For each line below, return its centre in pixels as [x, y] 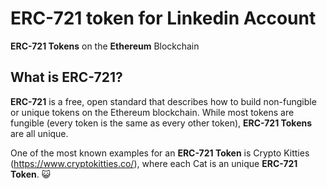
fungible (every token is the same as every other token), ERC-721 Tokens [161, 123]
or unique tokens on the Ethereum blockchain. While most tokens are [152, 112]
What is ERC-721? [66, 77]
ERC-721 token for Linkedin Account [163, 18]
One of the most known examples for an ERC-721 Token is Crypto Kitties [160, 153]
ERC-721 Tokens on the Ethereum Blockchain [105, 46]
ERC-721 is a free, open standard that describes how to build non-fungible [163, 101]
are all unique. [39, 133]
